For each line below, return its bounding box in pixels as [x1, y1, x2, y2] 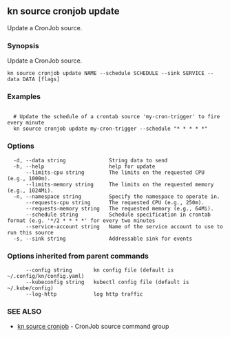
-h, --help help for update [13, 163, 156, 170]
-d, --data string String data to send [13, 157, 168, 164]
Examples [7, 92, 41, 102]
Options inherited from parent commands [7, 251, 149, 261]
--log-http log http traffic [25, 291, 143, 298]
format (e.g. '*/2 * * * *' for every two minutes [7, 217, 156, 224]
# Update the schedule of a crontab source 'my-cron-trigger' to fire [13, 113, 220, 120]
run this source [7, 229, 54, 236]
